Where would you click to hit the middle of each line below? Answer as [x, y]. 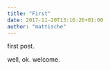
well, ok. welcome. [34, 60]
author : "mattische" [37, 26]
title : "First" [29, 14]
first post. [21, 46]
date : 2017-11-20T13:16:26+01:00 [55, 20]
